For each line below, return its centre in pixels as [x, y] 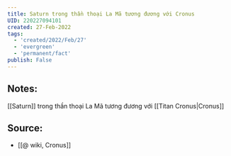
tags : [15, 34]
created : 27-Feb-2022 [39, 27]
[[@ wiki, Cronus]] [44, 145]
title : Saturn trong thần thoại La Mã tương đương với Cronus [101, 14]
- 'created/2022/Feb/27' [50, 40]
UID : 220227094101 [34, 21]
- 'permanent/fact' [43, 54]
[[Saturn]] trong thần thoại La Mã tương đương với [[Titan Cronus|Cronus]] [116, 106]
